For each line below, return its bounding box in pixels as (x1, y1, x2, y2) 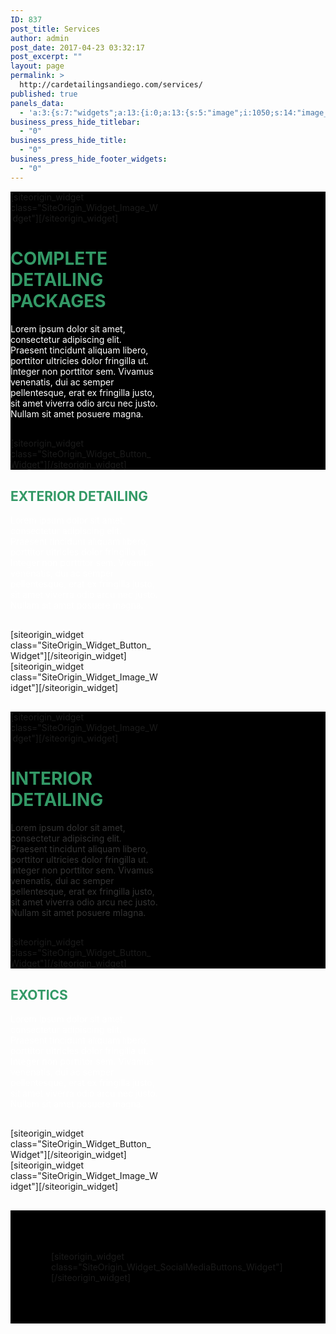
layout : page (10, 61, 65, 71)
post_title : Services (10, 24, 101, 34)
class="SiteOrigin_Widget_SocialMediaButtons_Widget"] (51, 1261, 283, 1273)
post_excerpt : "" (10, 52, 83, 62)
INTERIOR (10, 767, 93, 790)
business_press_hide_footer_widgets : (10, 154, 168, 164)
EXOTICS (10, 986, 68, 1003)
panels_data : (10, 98, 65, 108)
